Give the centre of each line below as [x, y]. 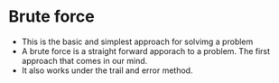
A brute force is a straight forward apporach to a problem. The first [146, 51]
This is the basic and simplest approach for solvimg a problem [137, 41]
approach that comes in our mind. [84, 60]
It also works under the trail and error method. [107, 70]
